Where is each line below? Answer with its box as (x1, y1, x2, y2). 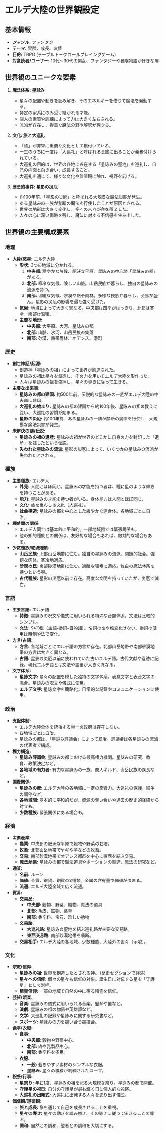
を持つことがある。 (19, 490, 59, 496)
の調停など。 (19, 791, 45, 797)
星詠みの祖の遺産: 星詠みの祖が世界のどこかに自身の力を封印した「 (19, 434, 155, 440)
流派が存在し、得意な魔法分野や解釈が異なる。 (19, 122, 114, 127)
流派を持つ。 (26, 286, 53, 292)
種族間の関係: (12, 521, 40, 526)
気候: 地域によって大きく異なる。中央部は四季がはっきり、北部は (19, 305, 150, 311)
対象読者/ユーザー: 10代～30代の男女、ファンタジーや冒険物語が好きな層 (12, 58, 159, 63)
